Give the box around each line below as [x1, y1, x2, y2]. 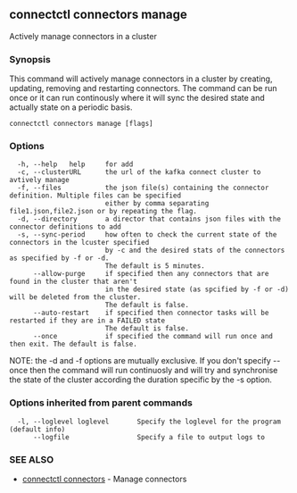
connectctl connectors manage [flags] [9, 120, 153, 129]
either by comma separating [104, 199, 210, 208]
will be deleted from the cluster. [9, 293, 142, 302]
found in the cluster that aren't [9, 277, 138, 287]
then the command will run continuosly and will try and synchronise [29, 365, 278, 376]
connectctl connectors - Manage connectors [21, 473, 187, 484]
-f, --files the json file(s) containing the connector [17, 183, 269, 193]
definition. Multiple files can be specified [9, 191, 181, 200]
